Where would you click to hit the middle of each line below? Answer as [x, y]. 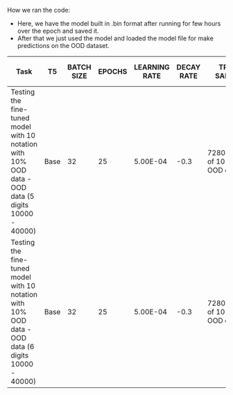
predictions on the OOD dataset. [63, 46]
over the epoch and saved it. [58, 31]
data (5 [23, 196]
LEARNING [152, 67]
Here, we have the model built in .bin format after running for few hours [119, 23]
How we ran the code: [39, 10]
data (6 [23, 347]
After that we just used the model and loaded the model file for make [115, 38]
